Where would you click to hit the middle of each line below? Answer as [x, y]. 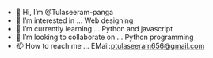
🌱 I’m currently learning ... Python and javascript [94, 29]
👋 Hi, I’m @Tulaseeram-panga [64, 12]
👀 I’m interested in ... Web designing [74, 20]
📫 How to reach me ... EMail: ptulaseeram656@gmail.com [110, 46]
